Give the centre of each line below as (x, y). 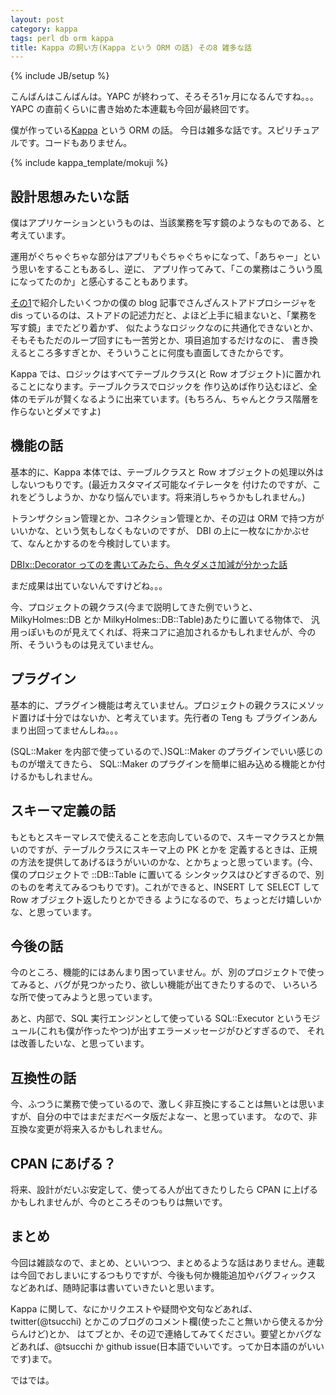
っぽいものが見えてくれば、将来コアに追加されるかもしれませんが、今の (167, 632)
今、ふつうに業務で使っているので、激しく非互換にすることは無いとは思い (163, 1104)
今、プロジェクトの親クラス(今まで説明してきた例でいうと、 (134, 607)
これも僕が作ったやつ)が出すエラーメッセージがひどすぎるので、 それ (182, 1031)
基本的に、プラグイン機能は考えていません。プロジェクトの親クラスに (154, 705)
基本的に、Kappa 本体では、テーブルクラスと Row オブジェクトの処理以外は (167, 472)
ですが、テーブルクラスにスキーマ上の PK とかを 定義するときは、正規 (172, 849)
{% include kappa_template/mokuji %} (89, 163)
